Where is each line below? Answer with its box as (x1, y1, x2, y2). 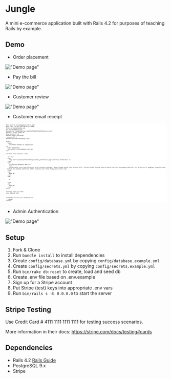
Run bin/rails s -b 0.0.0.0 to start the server (12, 290, 112, 297)
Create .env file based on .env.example (12, 274, 96, 280)
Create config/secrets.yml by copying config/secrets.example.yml (12, 263, 155, 269)
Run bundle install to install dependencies (12, 252, 105, 259)
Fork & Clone (12, 247, 40, 253)
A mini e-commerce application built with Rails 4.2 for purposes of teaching (5, 20, 165, 26)
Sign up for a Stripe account (12, 280, 73, 286)
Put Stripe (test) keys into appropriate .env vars (12, 285, 113, 291)
